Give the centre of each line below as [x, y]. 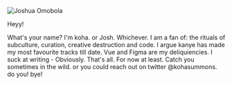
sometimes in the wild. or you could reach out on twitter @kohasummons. [112, 67]
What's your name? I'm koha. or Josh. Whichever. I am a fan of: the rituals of [116, 37]
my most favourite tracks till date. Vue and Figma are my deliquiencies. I [110, 52]
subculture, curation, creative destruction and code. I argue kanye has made [116, 45]
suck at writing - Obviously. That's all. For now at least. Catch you [101, 59]
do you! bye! [25, 74]
